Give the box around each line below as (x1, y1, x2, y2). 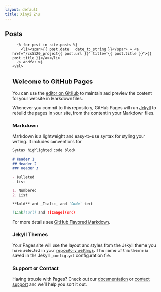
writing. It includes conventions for (12, 139, 82, 145)
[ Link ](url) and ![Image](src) (12, 210, 76, 215)
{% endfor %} (17, 60, 43, 65)
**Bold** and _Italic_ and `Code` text (12, 201, 93, 207)
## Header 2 (12, 162, 36, 167)
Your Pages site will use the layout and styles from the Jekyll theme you (12, 242, 157, 248)
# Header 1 (12, 157, 35, 162)
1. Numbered (12, 188, 36, 193)
